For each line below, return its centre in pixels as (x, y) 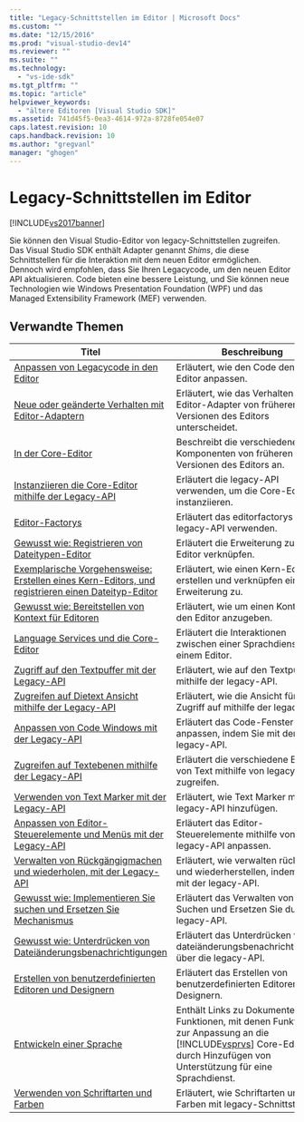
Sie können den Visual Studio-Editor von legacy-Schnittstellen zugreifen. (145, 240)
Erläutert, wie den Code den (236, 367)
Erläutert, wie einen (217, 570)
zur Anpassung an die (223, 1033)
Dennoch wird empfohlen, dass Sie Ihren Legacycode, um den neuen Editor (150, 269)
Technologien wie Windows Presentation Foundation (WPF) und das (136, 288)
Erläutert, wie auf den (222, 670)
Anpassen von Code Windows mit (86, 728)
